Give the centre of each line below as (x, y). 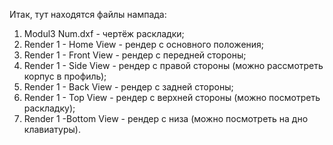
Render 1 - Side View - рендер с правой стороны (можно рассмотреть (173, 65)
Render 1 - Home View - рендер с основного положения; (144, 44)
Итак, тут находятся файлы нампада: (88, 14)
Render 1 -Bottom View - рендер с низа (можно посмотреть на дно (166, 118)
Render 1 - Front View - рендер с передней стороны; (135, 55)
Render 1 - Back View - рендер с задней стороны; (128, 87)
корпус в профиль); (65, 76)
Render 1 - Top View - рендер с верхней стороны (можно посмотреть (172, 97)
